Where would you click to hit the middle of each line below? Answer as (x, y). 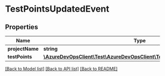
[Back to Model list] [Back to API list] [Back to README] (61, 69)
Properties (22, 27)
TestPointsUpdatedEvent (57, 9)
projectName (23, 49)
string (51, 49)
